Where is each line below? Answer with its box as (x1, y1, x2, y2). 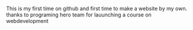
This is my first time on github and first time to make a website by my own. (6, 5, 188, 12)
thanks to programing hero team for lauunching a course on (6, 11, 152, 18)
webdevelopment (6, 18, 49, 24)
